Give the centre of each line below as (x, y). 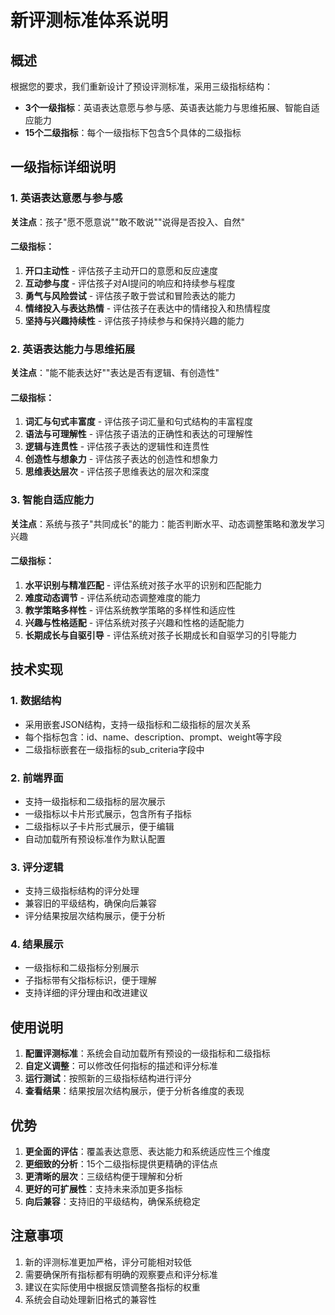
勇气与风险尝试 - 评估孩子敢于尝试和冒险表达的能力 (130, 295)
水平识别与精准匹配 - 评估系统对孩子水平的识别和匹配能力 (143, 585)
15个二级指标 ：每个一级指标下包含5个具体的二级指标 (133, 132)
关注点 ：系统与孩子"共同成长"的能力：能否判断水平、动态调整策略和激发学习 (168, 523)
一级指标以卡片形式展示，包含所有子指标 (108, 813)
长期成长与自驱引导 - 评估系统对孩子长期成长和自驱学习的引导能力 (161, 635)
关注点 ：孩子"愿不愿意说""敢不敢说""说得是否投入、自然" (128, 222)
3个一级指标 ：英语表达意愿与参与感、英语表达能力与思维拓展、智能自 (168, 107)
